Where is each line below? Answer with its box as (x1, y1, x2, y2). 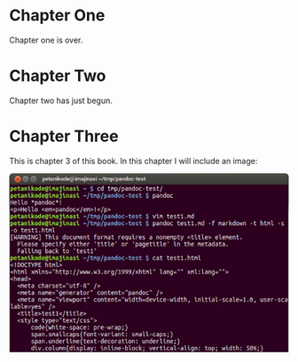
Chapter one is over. (9, 35, 83, 45)
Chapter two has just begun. (9, 95, 114, 106)
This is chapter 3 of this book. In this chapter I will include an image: (9, 155, 258, 166)
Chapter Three (9, 126, 119, 146)
